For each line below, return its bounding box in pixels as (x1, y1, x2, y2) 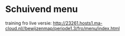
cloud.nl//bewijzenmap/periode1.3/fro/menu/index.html (5, 25, 120, 31)
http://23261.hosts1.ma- (53, 20, 103, 26)
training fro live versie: (5, 20, 52, 26)
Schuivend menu (5, 3, 78, 15)
